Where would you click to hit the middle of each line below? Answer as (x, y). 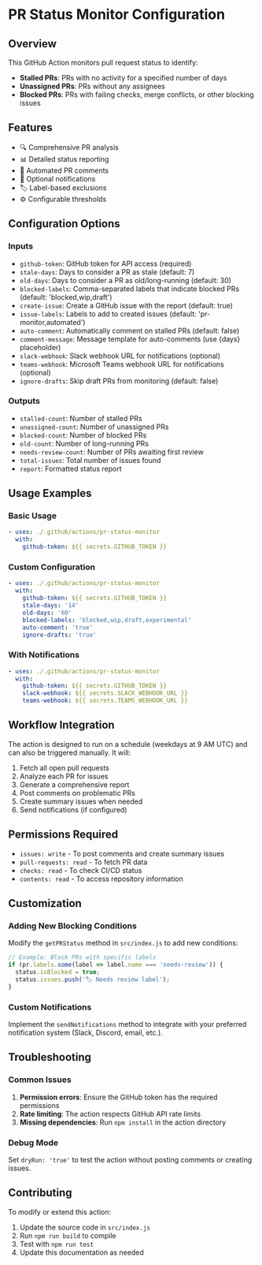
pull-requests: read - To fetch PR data (83, 862)
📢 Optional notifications (57, 178)
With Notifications (44, 655)
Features (30, 128)
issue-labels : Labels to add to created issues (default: (108, 314)
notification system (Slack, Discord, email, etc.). (85, 1033)
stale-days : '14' (51, 606)
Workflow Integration (62, 725)
